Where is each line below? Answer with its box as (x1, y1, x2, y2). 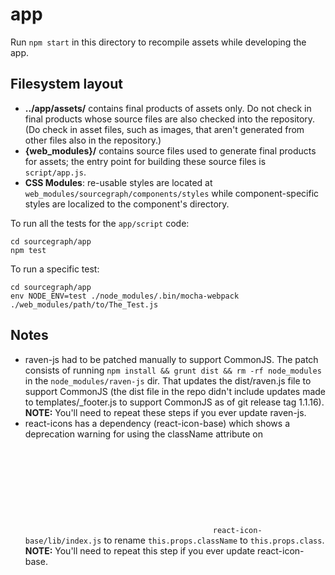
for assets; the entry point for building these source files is (24, 155, 267, 167)
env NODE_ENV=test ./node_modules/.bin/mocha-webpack (10, 291, 240, 301)
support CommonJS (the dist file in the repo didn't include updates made (24, 385, 326, 397)
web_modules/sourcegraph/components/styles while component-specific (24, 187, 320, 199)
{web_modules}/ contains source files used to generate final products (24, 144, 317, 157)
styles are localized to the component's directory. (24, 198, 230, 210)
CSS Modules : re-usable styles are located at (24, 176, 213, 188)
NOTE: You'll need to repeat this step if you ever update (24, 544, 256, 557)
